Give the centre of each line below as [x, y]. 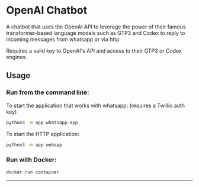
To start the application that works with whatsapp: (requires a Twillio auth [96, 105]
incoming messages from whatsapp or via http [63, 39]
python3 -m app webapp [34, 145]
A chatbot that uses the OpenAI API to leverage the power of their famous [96, 27]
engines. [17, 57]
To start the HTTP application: [43, 134]
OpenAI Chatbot [47, 10]
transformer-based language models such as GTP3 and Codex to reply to [96, 33]
